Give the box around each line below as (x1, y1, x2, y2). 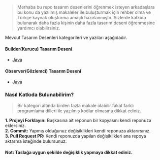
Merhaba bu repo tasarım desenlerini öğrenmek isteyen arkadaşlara (17, 4, 155, 10)
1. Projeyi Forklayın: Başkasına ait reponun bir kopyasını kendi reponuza (5, 117, 152, 123)
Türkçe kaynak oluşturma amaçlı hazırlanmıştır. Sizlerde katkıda (17, 15, 146, 20)
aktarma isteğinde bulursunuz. (5, 138, 67, 144)
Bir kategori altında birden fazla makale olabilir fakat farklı (17, 102, 134, 108)
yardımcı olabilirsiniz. (17, 25, 60, 31)
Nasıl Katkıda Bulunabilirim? (5, 91, 74, 98)
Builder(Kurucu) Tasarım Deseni (5, 46, 72, 52)
